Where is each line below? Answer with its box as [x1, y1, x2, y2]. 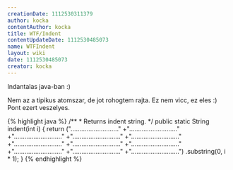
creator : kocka [7, 63, 52, 70]
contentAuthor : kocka [7, 23, 71, 30]
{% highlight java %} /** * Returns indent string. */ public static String [7, 117, 210, 126]
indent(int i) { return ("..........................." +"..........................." [7, 124, 180, 133]
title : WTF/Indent [7, 30, 61, 37]
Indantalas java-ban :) [7, 82, 71, 90]
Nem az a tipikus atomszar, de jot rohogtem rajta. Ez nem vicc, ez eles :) [7, 96, 217, 104]
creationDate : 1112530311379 [7, 10, 93, 18]
